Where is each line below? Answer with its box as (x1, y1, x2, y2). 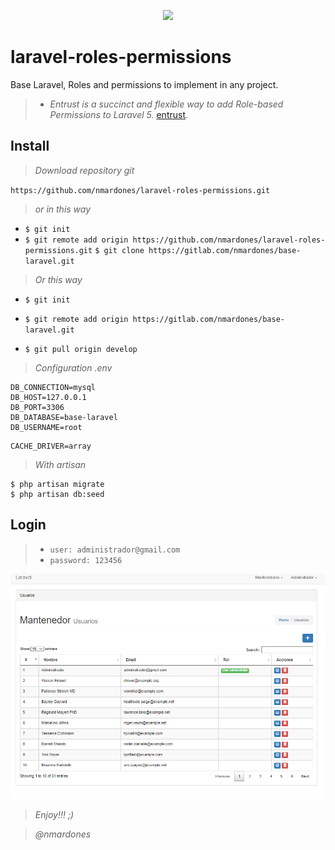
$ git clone (94, 245, 145, 255)
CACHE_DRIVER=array (10, 441, 92, 451)
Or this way (34, 273, 83, 285)
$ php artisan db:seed (10, 489, 105, 499)
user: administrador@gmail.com (49, 545, 181, 555)
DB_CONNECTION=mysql (10, 382, 97, 392)
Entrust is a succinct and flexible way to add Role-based (49, 98, 284, 110)
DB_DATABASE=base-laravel (10, 412, 118, 422)
